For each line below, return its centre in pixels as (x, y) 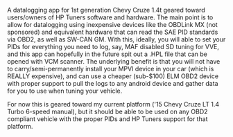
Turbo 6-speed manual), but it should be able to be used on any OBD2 (107, 111)
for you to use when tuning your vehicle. (65, 91)
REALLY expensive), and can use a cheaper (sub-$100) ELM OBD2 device (113, 76)
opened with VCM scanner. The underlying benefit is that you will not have (114, 61)
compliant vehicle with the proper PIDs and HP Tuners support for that (107, 119)
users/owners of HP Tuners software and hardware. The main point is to (110, 17)
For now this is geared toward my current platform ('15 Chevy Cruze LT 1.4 (113, 104)
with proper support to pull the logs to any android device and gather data (113, 83)
